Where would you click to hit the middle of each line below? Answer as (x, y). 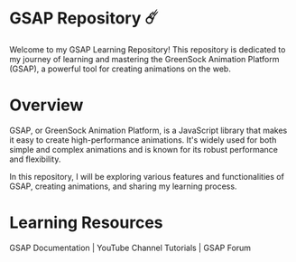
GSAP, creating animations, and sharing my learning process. (123, 186)
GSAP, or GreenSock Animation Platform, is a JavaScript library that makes (148, 130)
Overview (46, 105)
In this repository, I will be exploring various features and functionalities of (147, 176)
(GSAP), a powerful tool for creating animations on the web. (120, 69)
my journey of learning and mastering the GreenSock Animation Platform (144, 59)
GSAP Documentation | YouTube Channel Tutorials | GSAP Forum (130, 248)
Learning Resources (86, 223)
